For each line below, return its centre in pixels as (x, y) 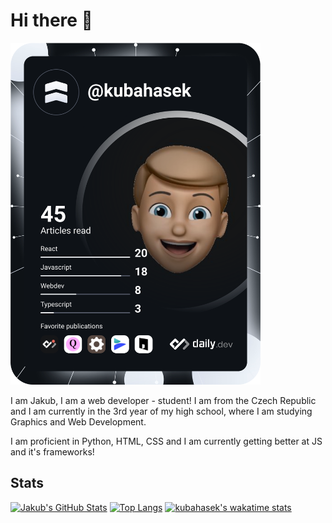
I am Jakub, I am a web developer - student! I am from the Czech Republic (163, 400)
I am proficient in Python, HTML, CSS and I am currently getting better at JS (166, 441)
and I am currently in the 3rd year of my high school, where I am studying (161, 411)
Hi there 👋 (51, 20)
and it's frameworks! (52, 451)
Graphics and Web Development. (78, 421)
